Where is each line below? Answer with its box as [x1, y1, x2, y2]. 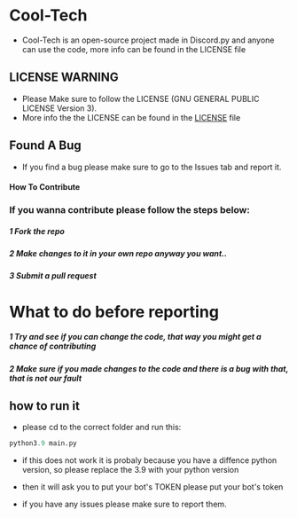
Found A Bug [9, 138, 82, 153]
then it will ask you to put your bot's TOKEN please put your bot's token [21, 482, 284, 492]
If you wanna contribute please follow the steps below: [9, 204, 250, 216]
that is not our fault [9, 373, 82, 383]
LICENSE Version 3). [21, 103, 98, 114]
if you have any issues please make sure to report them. [21, 498, 228, 510]
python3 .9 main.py [9, 439, 77, 448]
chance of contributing [9, 341, 97, 351]
